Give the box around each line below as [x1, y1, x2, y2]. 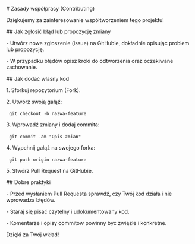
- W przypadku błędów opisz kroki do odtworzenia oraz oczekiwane [6, 58, 174, 64]
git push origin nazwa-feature [8, 157, 87, 163]
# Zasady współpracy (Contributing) [6, 5, 95, 12]
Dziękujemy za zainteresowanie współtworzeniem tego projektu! [6, 17, 165, 23]
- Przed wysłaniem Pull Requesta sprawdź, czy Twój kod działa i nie [6, 190, 172, 197]
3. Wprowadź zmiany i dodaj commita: [6, 121, 100, 128]
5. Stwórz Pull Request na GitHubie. [6, 167, 93, 174]
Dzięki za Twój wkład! [6, 231, 59, 238]
